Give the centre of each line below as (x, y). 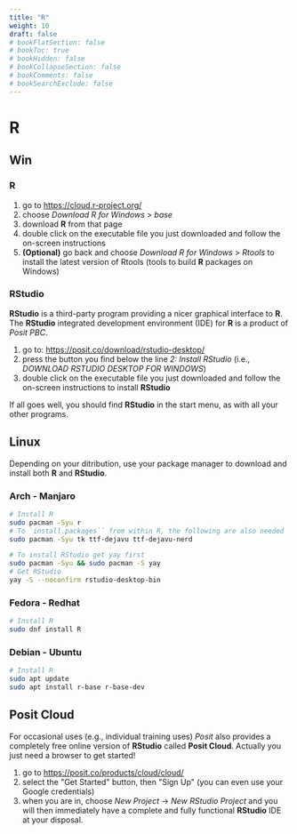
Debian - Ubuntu (46, 652)
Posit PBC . (28, 332)
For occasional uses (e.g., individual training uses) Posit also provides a (140, 736)
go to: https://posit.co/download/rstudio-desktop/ (113, 349)
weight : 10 (29, 26)
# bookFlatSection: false (57, 42)
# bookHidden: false (48, 59)
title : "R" (29, 17)
